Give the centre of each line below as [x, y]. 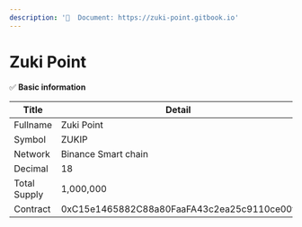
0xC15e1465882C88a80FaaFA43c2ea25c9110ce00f [178, 209]
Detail [178, 109]
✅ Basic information [48, 87]
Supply [29, 194]
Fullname [33, 125]
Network [32, 153]
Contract [32, 209]
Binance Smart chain [104, 153]
